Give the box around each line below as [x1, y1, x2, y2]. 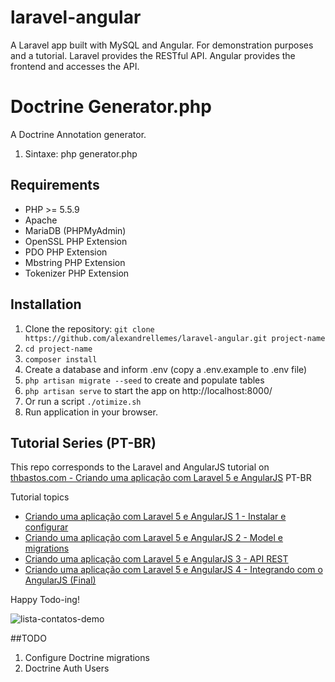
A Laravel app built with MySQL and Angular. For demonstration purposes [10, 39, 314, 51]
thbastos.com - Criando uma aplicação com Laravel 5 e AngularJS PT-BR [10, 472, 312, 484]
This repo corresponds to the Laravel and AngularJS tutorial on [10, 461, 270, 473]
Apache [24, 214, 58, 226]
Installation [10, 296, 82, 313]
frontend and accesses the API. [10, 60, 140, 72]
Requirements [10, 177, 100, 194]
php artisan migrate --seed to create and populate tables [24, 374, 265, 386]
